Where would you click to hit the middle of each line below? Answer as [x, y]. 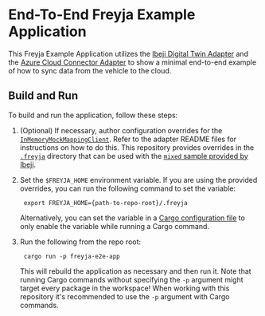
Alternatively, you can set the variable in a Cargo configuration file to [132, 218]
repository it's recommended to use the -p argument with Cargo [125, 296]
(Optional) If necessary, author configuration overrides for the [121, 130]
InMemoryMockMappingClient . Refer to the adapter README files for [128, 139]
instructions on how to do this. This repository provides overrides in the [137, 147]
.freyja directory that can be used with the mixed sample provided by [134, 156]
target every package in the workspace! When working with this [125, 288]
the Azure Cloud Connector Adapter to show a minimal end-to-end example [132, 62]
